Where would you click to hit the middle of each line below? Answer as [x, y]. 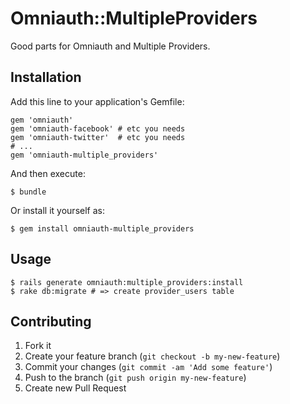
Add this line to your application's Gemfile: [97, 101]
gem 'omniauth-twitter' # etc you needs [98, 137]
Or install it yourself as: [57, 210]
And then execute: [48, 173]
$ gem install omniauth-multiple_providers [102, 228]
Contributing [51, 321]
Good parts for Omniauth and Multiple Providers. [110, 46]
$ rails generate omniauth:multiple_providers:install [127, 282]
